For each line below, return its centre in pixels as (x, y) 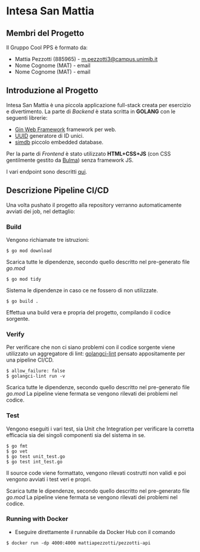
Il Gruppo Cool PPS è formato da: (47, 47)
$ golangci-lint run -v (36, 376)
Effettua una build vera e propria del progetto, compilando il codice (89, 312)
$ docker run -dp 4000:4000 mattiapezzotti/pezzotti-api (79, 543)
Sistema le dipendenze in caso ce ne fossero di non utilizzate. (82, 290)
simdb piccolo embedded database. (59, 142)
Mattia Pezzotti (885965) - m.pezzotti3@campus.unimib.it (86, 59)
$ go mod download (29, 251)
